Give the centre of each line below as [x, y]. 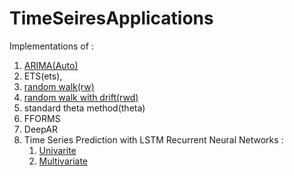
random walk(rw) [59, 86]
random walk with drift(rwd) [81, 97]
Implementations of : [51, 46]
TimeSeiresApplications [111, 18]
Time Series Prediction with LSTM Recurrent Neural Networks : [153, 139]
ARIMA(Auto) [51, 65]
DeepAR [40, 129]
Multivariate [63, 161]
